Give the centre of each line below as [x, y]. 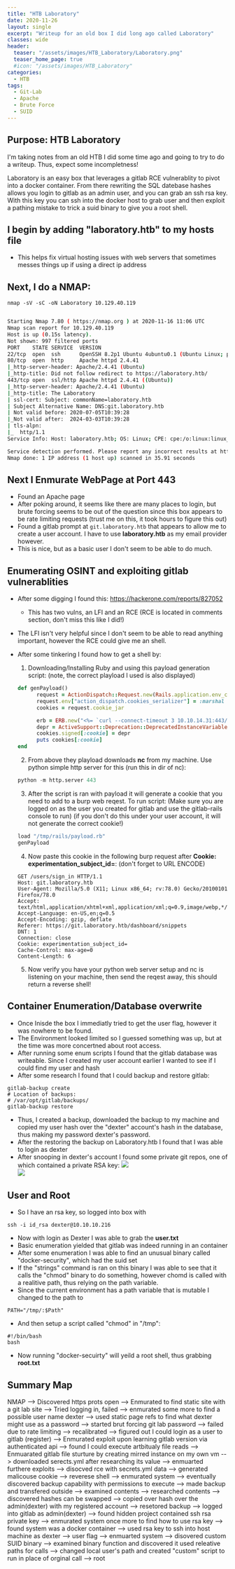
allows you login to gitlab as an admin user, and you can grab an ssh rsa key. [117, 193]
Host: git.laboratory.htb [55, 883]
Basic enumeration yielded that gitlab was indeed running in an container [122, 1246]
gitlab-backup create [39, 1088]
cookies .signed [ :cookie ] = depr [83, 733]
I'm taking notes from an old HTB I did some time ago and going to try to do [116, 157]
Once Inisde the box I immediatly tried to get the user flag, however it [117, 1023]
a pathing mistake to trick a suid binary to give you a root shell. [98, 208]
